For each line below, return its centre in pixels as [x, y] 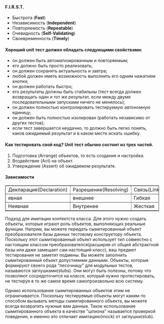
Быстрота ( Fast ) [29, 18]
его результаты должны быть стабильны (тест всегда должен [77, 92]
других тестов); [28, 123]
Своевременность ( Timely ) [41, 39]
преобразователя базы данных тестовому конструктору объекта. [74, 234]
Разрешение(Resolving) [101, 189]
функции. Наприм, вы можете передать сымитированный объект [73, 229]
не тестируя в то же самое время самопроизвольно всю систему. [74, 281]
